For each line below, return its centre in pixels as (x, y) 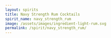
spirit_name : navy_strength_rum (38, 19)
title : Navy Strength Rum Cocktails (42, 14)
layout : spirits (22, 10)
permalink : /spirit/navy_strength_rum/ (46, 28)
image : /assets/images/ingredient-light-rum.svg (56, 23)
